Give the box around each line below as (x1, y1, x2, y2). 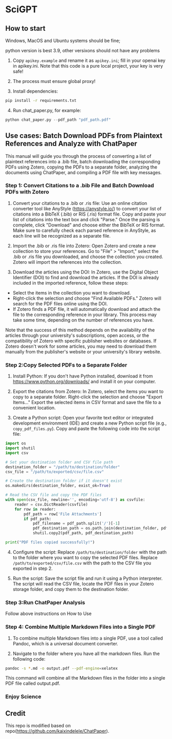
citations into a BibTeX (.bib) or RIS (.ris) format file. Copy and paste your (12, 211, 166, 217)
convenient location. (12, 405, 56, 411)
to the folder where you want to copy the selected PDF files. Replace (12, 554, 158, 560)
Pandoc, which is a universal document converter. (12, 640, 119, 646)
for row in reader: (14, 506, 56, 512)
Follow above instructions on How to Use (5, 610, 92, 617)
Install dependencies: (12, 88, 58, 94)
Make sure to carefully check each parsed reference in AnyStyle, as (12, 227, 156, 234)
